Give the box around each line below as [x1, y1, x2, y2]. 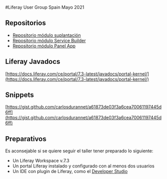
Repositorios [5, 19, 46, 27]
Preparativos [5, 134, 47, 143]
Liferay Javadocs [5, 57, 60, 66]
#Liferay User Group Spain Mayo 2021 [5, 5, 85, 10]
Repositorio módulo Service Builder [12, 37, 86, 43]
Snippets [5, 91, 34, 100]
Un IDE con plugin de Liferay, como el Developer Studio [12, 168, 128, 174]
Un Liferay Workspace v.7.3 [12, 158, 69, 164]
